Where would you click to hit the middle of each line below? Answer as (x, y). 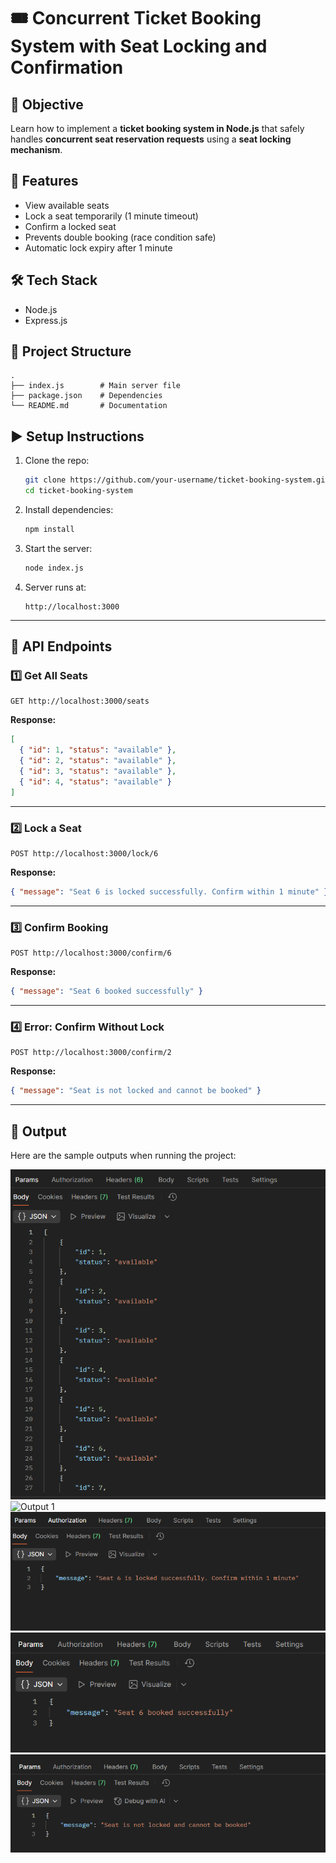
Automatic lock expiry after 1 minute (98, 247)
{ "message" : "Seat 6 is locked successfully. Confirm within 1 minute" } (169, 891)
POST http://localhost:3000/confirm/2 (91, 1053)
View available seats (67, 205)
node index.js (54, 568)
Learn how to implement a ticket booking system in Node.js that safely (157, 128)
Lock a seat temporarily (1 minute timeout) (111, 216)
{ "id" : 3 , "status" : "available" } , (98, 771)
